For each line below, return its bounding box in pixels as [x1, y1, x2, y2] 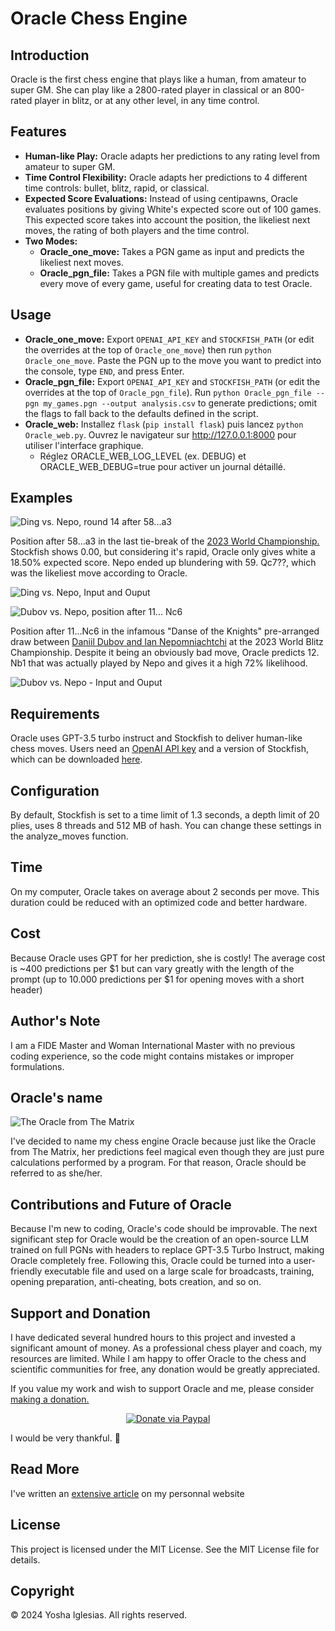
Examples [10, 490, 73, 507]
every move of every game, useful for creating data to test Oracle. [39, 277, 313, 289]
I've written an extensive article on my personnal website [10, 1487, 245, 1499]
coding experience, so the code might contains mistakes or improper [10, 1050, 295, 1062]
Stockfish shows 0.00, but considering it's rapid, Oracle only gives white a [10, 546, 316, 558]
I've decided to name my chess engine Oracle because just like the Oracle [10, 1135, 317, 1147]
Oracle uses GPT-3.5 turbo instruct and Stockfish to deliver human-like [10, 732, 303, 744]
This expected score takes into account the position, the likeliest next [24, 213, 311, 226]
